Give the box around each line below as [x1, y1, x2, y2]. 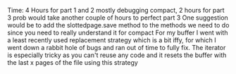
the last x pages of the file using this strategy [7, 58, 139, 66]
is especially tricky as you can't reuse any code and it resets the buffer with [7, 51, 227, 59]
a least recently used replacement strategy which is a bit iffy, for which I [7, 36, 216, 44]
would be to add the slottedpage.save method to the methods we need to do [7, 21, 230, 29]
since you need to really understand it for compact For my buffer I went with [7, 28, 228, 37]
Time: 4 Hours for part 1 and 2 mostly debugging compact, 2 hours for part [7, 6, 225, 14]
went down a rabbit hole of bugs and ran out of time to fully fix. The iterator [7, 44, 226, 51]
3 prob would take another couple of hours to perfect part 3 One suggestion [7, 13, 229, 22]
